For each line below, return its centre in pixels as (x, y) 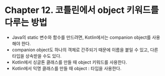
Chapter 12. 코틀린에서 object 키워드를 (82, 10)
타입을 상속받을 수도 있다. (37, 56)
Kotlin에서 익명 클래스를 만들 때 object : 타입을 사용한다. (67, 68)
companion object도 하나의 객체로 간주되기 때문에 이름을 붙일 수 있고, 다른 (85, 50)
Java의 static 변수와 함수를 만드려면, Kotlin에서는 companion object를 (81, 37)
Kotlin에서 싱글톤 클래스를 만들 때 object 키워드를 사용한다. (69, 62)
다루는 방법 (26, 23)
